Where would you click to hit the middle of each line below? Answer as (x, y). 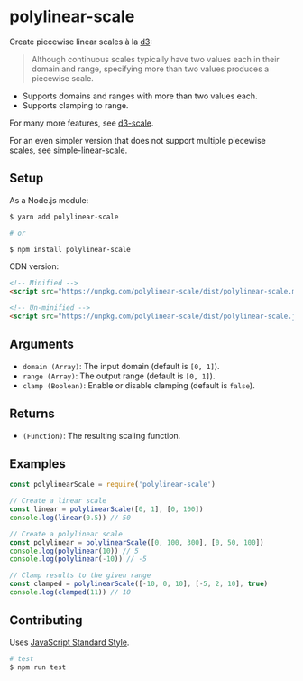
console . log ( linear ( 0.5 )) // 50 (70, 518)
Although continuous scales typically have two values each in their (155, 59)
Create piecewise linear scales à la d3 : (81, 42)
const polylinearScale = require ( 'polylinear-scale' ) (113, 485)
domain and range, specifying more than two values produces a (150, 69)
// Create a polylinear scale (66, 534)
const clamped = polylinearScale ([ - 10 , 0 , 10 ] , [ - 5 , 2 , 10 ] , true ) (139, 584)
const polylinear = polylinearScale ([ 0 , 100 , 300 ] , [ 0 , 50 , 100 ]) (137, 542)
